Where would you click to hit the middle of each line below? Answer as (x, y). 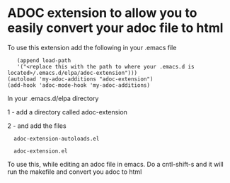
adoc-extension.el (41, 151)
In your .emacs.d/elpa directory (53, 98)
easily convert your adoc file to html (115, 28)
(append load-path (44, 60)
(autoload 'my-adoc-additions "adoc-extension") (80, 79)
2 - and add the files (37, 126)
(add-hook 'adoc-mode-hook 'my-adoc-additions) (79, 85)
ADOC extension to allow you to (102, 13)
